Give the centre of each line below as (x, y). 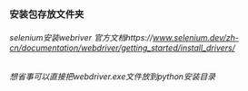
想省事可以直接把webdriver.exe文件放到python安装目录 (113, 77)
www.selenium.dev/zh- (196, 37)
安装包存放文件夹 (47, 14)
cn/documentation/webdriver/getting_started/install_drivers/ (123, 48)
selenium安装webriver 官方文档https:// (81, 37)
